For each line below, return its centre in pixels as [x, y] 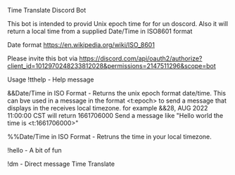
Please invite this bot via [43, 58]
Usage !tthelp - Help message [51, 79]
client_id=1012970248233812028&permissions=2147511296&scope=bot [112, 66]
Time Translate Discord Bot [47, 10]
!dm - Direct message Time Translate [61, 164]
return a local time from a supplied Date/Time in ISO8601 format [100, 31]
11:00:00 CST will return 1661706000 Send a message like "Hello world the [115, 116]
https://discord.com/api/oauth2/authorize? [141, 58]
